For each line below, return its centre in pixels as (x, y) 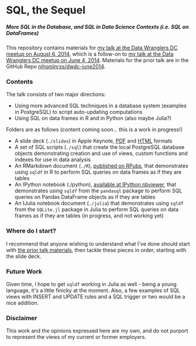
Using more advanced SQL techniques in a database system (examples (101, 106)
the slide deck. (24, 256)
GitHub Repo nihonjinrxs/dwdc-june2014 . (56, 67)
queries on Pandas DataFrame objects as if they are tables (85, 197)
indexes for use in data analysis (52, 160)
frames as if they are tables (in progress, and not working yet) (89, 216)
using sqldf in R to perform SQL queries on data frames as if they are (98, 172)
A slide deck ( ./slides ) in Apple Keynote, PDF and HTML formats (93, 141)
